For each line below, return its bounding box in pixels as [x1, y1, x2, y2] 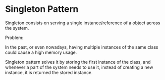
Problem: [5, 35, 24, 40]
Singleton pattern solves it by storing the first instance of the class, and [5, 59, 151, 65]
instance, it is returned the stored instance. [5, 69, 93, 75]
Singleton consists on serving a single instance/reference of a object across [5, 20, 161, 26]
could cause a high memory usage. [5, 49, 77, 55]
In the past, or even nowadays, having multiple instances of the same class [5, 44, 159, 50]
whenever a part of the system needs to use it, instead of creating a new [5, 64, 154, 70]
